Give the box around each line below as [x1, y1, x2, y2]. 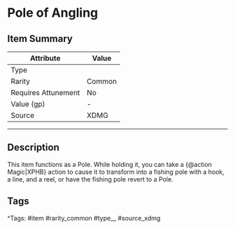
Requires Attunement [10, 88, 80, 97]
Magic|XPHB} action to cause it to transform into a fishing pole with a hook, [7, 168, 225, 176]
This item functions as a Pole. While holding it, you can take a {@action [7, 160, 212, 168]
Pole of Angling [7, 5, 99, 21]
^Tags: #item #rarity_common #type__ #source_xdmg [7, 214, 161, 222]
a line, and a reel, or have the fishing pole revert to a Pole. [7, 175, 173, 183]
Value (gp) [10, 99, 45, 109]
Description [7, 142, 59, 154]
